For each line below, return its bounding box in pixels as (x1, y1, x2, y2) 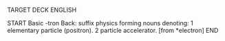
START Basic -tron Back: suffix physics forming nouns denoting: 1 (7, 19, 194, 27)
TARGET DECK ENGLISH (7, 6, 77, 14)
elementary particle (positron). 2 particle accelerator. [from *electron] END (7, 27, 219, 34)
